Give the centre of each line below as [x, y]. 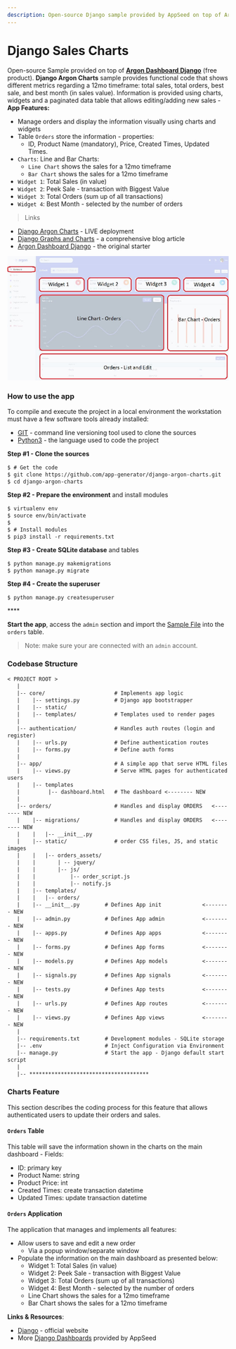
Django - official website [53, 1331]
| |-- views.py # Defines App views [91, 1018]
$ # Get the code [33, 468]
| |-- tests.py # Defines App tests [91, 990]
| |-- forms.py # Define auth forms [95, 750]
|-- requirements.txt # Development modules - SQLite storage [120, 1039]
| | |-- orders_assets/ [59, 856]
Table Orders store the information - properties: [86, 136]
